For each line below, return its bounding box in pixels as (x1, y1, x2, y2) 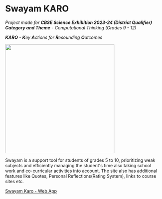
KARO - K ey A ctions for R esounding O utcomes (5, 34, 103, 40)
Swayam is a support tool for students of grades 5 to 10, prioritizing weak (5, 157, 156, 163)
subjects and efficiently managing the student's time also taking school (5, 162, 152, 168)
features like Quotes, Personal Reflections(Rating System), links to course (5, 173, 157, 179)
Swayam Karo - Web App (5, 188, 57, 194)
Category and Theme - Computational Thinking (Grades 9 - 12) (5, 24, 137, 30)
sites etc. (5, 178, 24, 184)
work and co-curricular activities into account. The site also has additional (5, 168, 158, 174)
